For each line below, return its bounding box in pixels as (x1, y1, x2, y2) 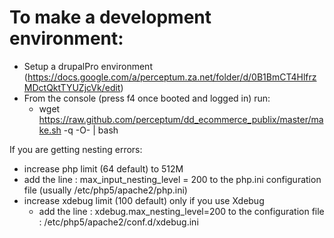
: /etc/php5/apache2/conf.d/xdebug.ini (38, 216, 199, 228)
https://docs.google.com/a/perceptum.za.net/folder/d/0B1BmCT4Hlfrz (27, 71, 317, 83)
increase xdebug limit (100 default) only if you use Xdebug (23, 194, 265, 206)
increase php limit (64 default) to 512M (23, 162, 184, 175)
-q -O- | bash (63, 124, 119, 136)
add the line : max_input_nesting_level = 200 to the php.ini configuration (23, 173, 322, 185)
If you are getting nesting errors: (9, 143, 143, 155)
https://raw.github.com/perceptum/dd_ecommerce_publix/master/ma (38, 113, 324, 125)
